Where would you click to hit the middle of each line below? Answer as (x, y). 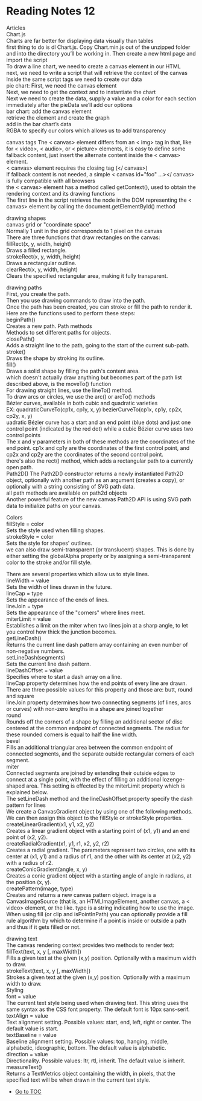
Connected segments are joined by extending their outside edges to (91, 773)
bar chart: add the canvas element (49, 111)
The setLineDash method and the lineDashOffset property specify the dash (99, 798)
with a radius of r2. (30, 862)
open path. (20, 467)
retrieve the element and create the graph (58, 117)
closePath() (21, 339)
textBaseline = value (32, 1035)
